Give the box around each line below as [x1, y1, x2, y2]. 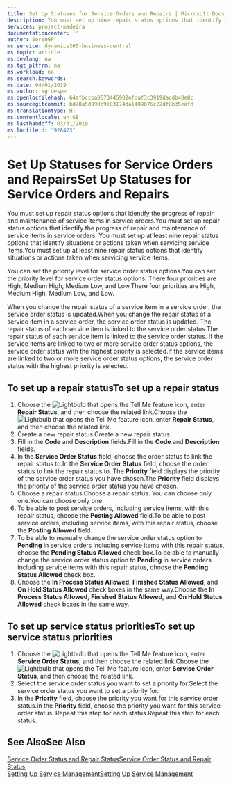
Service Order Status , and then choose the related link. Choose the [17, 657, 209, 665]
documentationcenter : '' [7, 29, 79, 37]
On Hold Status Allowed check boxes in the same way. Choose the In [17, 585, 215, 594]
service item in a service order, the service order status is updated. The [7, 317, 212, 326]
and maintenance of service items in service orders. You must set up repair [7, 216, 221, 225]
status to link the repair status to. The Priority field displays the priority [17, 467, 221, 475]
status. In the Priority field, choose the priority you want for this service [17, 701, 221, 710]
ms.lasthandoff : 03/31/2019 [7, 120, 89, 127]
